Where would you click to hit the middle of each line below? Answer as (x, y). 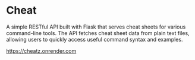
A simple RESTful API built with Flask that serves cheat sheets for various (96, 27)
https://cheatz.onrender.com (41, 50)
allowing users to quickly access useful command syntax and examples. (95, 39)
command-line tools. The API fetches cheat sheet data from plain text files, (98, 33)
